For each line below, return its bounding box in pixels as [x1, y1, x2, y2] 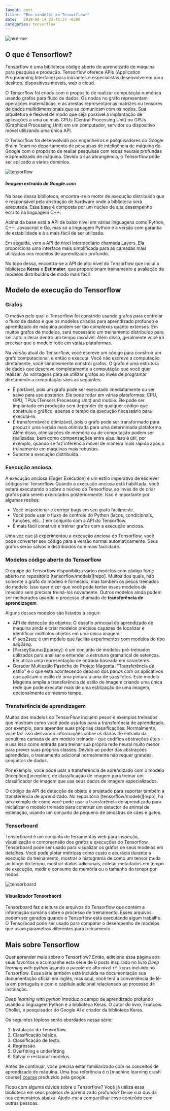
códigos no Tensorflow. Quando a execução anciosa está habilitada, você [5, 481, 159, 487]
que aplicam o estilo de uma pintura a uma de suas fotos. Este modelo [12, 674, 160, 680]
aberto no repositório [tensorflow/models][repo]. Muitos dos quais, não [5, 573, 155, 579]
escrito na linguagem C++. [5, 209, 61, 216]
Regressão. [12, 1042, 37, 1049]
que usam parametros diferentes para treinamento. [5, 926, 112, 932]
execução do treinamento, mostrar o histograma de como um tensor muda [5, 855, 161, 861]
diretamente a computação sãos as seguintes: [5, 376, 102, 382]
